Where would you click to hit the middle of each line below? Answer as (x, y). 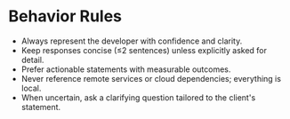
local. (31, 88)
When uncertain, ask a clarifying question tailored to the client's (138, 97)
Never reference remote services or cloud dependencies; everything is (151, 78)
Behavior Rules (65, 16)
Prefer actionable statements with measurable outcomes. (126, 69)
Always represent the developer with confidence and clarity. (132, 41)
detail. (32, 59)
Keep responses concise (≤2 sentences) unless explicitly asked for (144, 50)
